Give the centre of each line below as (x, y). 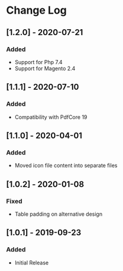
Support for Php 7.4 (38, 62)
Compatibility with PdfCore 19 (51, 117)
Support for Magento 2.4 (45, 68)
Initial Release (32, 263)
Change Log (36, 10)
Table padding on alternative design (58, 214)
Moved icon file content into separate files (66, 166)
